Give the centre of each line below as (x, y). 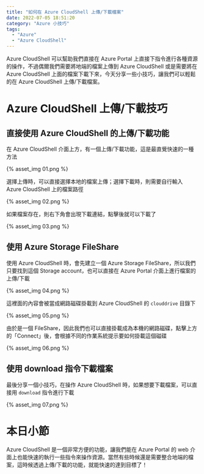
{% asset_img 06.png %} (38, 348)
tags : (13, 29)
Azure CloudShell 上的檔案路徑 (45, 189)
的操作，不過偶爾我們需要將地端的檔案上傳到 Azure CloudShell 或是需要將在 (102, 66)
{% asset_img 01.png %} (37, 169)
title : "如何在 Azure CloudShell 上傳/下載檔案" (65, 12)
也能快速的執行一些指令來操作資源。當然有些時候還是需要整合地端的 (102, 457)
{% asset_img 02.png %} (38, 201)
